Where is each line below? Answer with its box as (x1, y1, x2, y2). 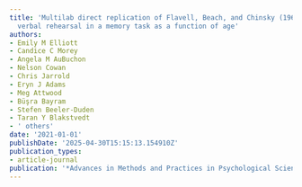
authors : (9, 30, 42, 39)
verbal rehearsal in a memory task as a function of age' (17, 22, 240, 31)
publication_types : (9, 147, 83, 156)
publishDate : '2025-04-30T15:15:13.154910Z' (9, 138, 179, 147)
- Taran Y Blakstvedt (9, 113, 91, 122)
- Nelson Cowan (9, 64, 67, 73)
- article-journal (9, 155, 78, 165)
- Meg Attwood (9, 88, 63, 97)
